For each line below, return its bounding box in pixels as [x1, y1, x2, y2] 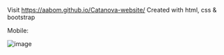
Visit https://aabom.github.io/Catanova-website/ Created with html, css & [7, 6, 217, 14]
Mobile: [7, 27, 29, 34]
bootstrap [7, 13, 35, 21]
